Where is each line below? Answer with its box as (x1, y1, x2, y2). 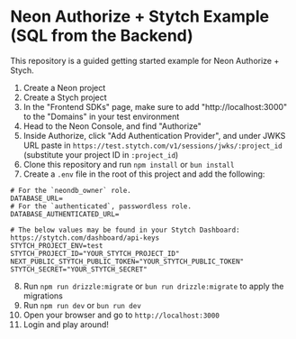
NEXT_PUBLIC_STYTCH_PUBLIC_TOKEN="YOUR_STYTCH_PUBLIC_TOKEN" (10, 257, 245, 266)
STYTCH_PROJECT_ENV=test (10, 241, 103, 250)
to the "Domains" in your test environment (22, 111, 180, 122)
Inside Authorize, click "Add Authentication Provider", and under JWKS (22, 130, 286, 141)
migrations (22, 290, 64, 301)
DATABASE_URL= (10, 194, 64, 203)
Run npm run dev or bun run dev (22, 299, 142, 310)
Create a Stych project (22, 92, 107, 103)
